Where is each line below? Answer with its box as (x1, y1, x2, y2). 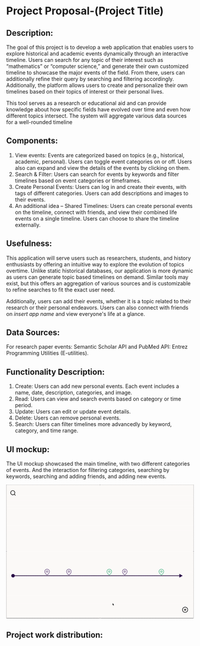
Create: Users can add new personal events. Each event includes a (14, 383, 180, 390)
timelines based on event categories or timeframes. (14, 177, 142, 184)
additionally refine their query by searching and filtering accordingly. (6, 76, 174, 82)
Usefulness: (6, 238, 52, 249)
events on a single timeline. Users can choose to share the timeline (14, 215, 179, 222)
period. (14, 402, 33, 409)
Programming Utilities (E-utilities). (6, 350, 89, 357)
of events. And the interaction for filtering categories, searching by (6, 467, 170, 474)
